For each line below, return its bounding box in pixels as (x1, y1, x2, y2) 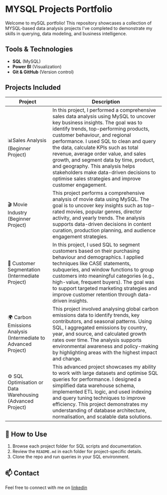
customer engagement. (52, 181, 107, 188)
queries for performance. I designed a (52, 375, 141, 382)
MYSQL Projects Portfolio (5, 3, 113, 15)
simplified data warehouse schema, (52, 382, 136, 389)
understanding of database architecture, (52, 407, 147, 414)
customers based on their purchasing (52, 247, 140, 254)
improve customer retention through (52, 291, 137, 298)
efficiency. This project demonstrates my (52, 400, 148, 407)
